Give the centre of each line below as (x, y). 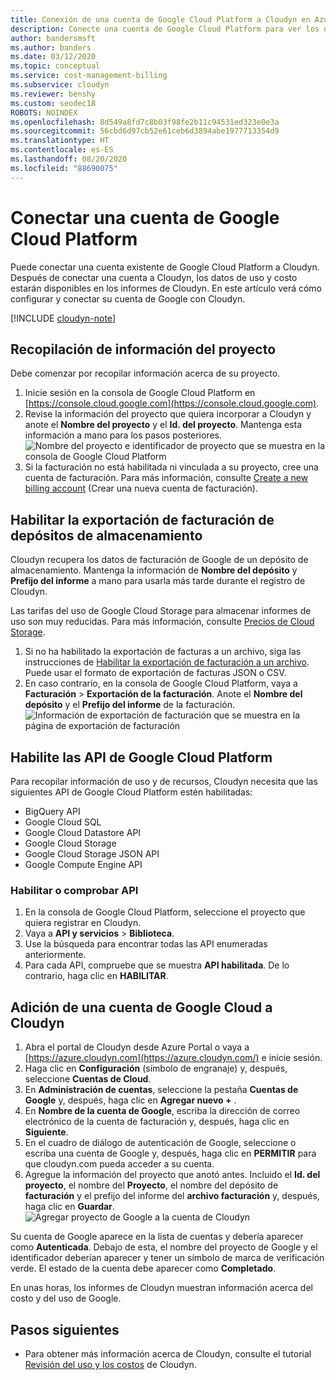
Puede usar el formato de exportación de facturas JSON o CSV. (155, 673)
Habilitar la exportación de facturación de (142, 519)
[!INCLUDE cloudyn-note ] (63, 318)
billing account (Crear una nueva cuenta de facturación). (141, 488)
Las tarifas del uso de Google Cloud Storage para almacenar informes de (161, 611)
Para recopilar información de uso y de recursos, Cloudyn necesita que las (164, 781)
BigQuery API (52, 811)
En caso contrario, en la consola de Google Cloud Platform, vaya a (161, 683)
